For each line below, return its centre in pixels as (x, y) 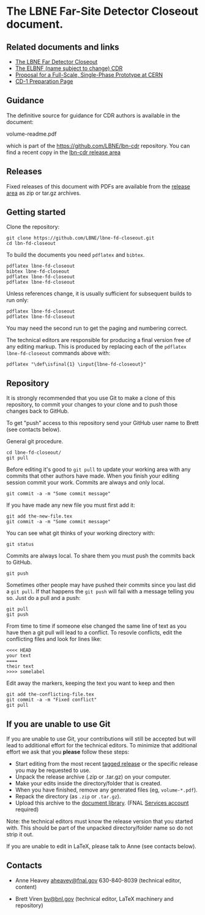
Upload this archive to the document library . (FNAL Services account (102, 803)
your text (19, 656)
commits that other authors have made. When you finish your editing (93, 476)
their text (20, 667)
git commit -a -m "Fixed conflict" (52, 700)
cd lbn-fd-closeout (31, 244)
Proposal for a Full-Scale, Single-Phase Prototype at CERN (89, 75)
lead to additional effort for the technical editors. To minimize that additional (102, 746)
